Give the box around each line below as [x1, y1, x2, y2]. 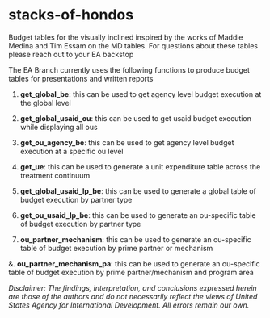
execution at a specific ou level [19, 146, 124, 156]
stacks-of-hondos [8, 6, 134, 24]
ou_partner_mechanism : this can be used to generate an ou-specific [19, 234, 252, 244]
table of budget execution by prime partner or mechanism [19, 243, 213, 253]
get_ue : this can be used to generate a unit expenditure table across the [19, 161, 261, 171]
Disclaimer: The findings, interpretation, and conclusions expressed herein [8, 282, 257, 292]
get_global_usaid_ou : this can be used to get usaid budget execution [19, 113, 252, 123]
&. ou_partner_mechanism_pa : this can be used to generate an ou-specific [8, 258, 260, 268]
